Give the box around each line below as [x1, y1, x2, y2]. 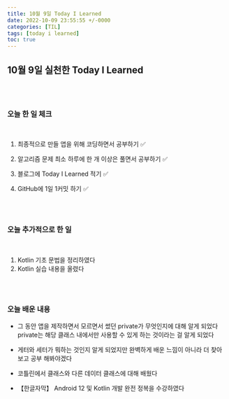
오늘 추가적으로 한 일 [7, 225, 72, 234]
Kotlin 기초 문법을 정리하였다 [17, 255, 96, 264]
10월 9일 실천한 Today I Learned [7, 64, 144, 76]
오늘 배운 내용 [7, 304, 51, 314]
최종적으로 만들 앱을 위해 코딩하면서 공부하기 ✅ [17, 140, 146, 148]
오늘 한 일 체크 [7, 109, 52, 119]
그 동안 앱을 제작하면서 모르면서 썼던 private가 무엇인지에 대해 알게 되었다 [17, 321, 219, 330]
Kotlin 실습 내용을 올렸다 [17, 264, 84, 273]
